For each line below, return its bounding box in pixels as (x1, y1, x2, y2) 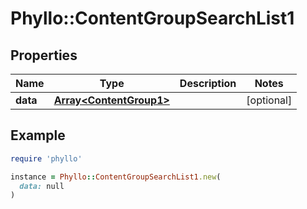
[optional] (246, 93, 293, 107)
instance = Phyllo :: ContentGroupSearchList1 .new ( (10, 172, 222, 182)
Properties (10, 47, 78, 64)
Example (10, 127, 66, 144)
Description (179, 77, 237, 90)
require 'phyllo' (10, 153, 83, 164)
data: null (19, 181, 65, 191)
